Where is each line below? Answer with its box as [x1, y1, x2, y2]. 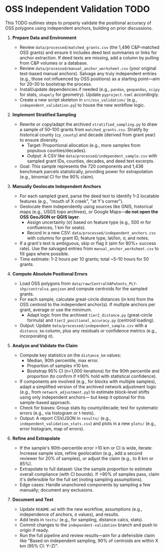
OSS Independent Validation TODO [5, 3, 150, 15]
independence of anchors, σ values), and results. [19, 511, 120, 517]
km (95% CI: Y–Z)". [19, 543, 59, 549]
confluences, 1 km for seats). [27, 224, 86, 230]
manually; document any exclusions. [19, 487, 94, 493]
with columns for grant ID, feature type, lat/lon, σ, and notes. [27, 235, 149, 241]
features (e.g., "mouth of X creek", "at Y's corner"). [19, 198, 124, 204]
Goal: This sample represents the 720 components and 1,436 [19, 163, 144, 169]
